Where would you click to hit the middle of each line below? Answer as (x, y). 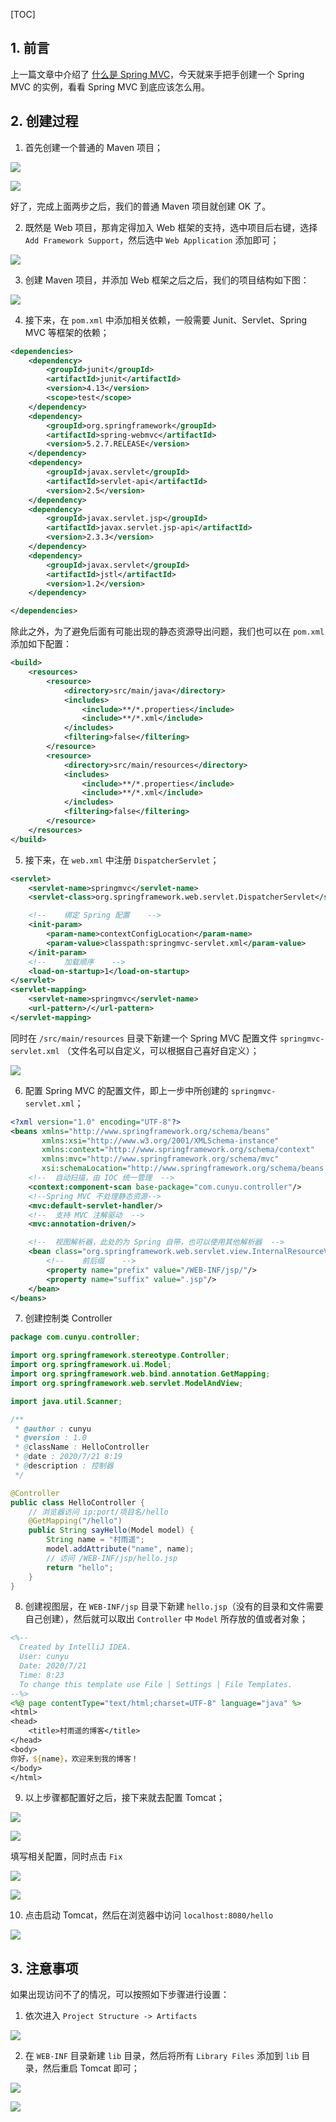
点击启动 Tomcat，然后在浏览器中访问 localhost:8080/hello (149, 1915)
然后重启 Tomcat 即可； (91, 2068)
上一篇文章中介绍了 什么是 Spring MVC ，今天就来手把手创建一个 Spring (157, 74)
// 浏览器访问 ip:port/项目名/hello (98, 1512)
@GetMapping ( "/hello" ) (75, 1521)
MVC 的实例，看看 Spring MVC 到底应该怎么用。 (110, 86)
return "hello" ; (80, 1567)
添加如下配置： (41, 644)
